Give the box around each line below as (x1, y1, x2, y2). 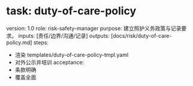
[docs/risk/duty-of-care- (110, 32, 172, 39)
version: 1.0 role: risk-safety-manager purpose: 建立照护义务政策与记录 (6, 24, 182, 32)
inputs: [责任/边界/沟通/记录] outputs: (17, 32, 110, 39)
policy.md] (6, 39, 32, 46)
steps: (33, 39, 49, 46)
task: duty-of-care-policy (6, 4, 137, 18)
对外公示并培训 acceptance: (14, 59, 85, 66)
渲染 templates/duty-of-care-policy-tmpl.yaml (14, 51, 129, 58)
